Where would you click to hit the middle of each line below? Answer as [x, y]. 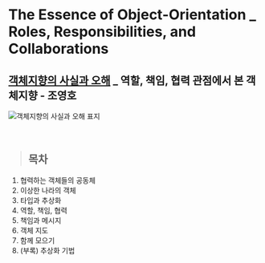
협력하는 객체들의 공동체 [58, 180]
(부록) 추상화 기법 [47, 250]
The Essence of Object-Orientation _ [132, 15]
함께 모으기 [37, 240]
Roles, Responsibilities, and [102, 32]
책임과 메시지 [41, 220]
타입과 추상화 [41, 200]
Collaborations [59, 49]
